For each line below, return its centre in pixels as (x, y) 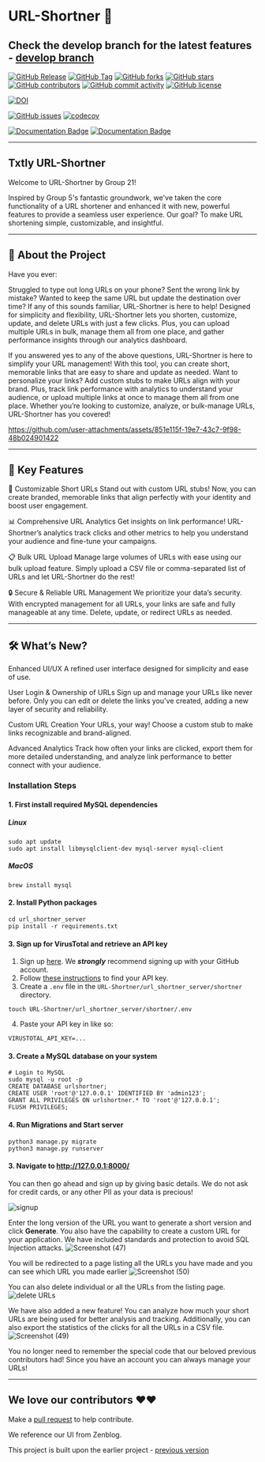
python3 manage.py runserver (56, 1148)
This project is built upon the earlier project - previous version (109, 1449)
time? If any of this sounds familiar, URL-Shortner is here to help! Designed (129, 306)
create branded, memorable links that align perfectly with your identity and (129, 497)
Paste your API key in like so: (67, 1024)
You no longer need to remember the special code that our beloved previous (132, 1351)
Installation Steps (43, 786)
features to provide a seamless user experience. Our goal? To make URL (126, 214)
